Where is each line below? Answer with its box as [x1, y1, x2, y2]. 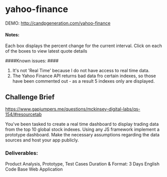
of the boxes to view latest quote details [5, 48, 87, 54]
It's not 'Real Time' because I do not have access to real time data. [12, 68, 150, 74]
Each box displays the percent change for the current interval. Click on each [5, 43, 162, 49]
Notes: [5, 32, 20, 38]
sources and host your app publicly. [5, 137, 79, 143]
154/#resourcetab [5, 111, 42, 117]
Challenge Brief [5, 93, 55, 101]
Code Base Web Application [5, 166, 63, 172]
